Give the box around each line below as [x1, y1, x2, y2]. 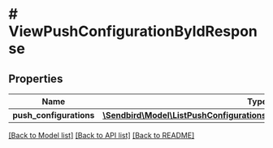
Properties [8, 72, 63, 85]
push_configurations [12, 110, 95, 120]
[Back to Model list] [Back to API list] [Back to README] [8, 131, 195, 140]
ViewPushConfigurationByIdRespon [8, 22, 258, 41]
